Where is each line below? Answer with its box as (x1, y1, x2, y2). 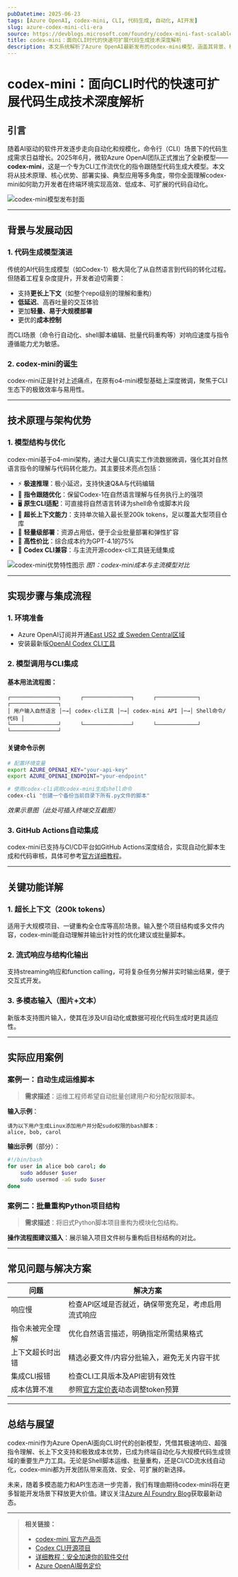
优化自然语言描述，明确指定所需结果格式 (68, 1328, 203, 1338)
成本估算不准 (11, 1384, 55, 1394)
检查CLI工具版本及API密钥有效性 (68, 1371, 176, 1380)
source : (7, 30, 30, 38)
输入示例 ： (7, 1107, 39, 1116)
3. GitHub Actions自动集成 (7, 825, 99, 835)
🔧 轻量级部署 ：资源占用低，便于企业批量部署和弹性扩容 (17, 528, 179, 536)
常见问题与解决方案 (7, 1263, 91, 1275)
